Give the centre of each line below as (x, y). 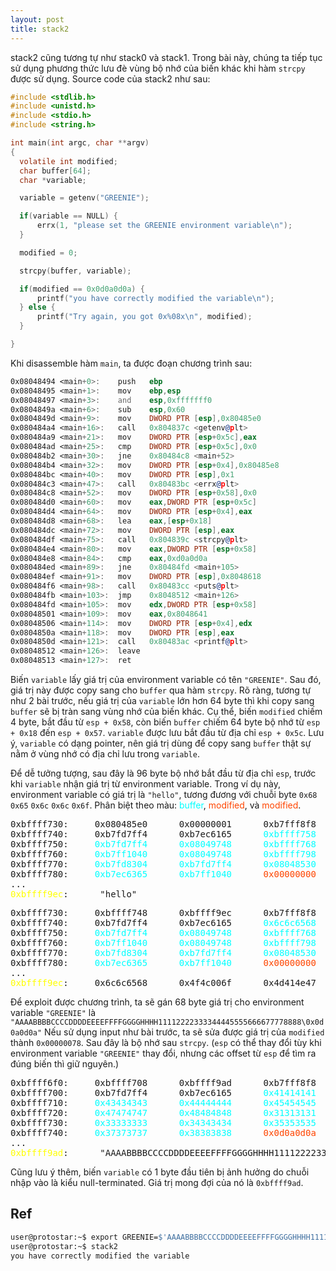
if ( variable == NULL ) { (68, 216)
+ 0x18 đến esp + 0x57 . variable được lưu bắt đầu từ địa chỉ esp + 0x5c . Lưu (167, 732)
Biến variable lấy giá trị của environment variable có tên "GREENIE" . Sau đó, (166, 679)
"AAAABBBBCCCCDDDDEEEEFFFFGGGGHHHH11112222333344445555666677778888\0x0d (167, 1022)
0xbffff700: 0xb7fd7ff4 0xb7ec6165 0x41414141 (163, 1092)
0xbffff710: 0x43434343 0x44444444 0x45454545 (163, 1102)
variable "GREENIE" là (53, 1012)
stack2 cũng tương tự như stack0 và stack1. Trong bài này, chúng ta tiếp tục (166, 57)
